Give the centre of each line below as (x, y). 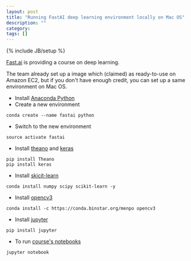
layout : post (22, 12)
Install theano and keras (44, 148)
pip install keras (29, 164)
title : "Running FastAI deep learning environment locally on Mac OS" (95, 17)
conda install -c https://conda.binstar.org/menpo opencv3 (81, 209)
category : (18, 28)
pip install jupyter (32, 231)
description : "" (26, 23)
